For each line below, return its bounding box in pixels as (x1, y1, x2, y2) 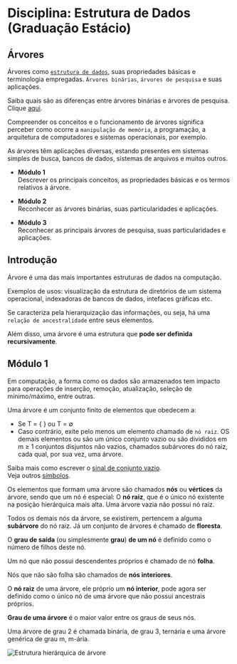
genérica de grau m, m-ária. (7, 634, 90, 643)
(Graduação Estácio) (7, 20, 132, 36)
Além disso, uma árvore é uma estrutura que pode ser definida (7, 329, 193, 338)
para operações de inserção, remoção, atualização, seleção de (7, 384, 192, 393)
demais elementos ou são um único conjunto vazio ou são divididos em (17, 435, 228, 443)
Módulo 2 (17, 197, 47, 205)
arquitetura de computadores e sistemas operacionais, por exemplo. (7, 133, 208, 141)
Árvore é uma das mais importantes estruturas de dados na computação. (7, 273, 222, 281)
